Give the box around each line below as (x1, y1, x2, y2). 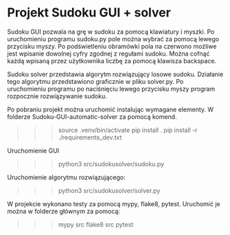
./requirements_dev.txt (58, 133, 122, 142)
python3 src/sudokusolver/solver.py (58, 186, 161, 194)
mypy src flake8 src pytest (58, 220, 134, 228)
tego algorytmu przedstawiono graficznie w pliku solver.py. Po (7, 77, 184, 85)
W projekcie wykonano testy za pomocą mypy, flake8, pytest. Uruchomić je (7, 199, 221, 208)
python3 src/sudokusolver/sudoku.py (58, 159, 165, 168)
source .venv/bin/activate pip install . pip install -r (58, 126, 198, 134)
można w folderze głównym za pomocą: (7, 207, 120, 215)
